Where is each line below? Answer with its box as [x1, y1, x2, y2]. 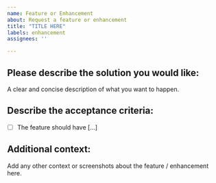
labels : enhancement [7, 29, 67, 36]
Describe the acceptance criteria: [7, 105, 154, 117]
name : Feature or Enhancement [7, 10, 94, 17]
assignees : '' [7, 36, 48, 42]
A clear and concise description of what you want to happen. [7, 85, 180, 93]
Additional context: [7, 143, 91, 155]
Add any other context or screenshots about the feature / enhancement [7, 162, 209, 170]
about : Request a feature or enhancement [7, 16, 128, 23]
